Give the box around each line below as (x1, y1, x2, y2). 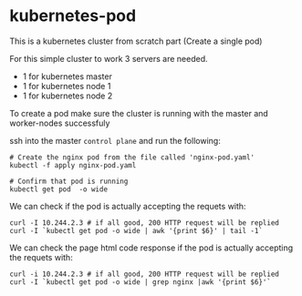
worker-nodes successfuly (9, 117, 110, 128)
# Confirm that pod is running (9, 177, 129, 186)
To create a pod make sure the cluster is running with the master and (9, 107, 269, 118)
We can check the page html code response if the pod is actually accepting (9, 242, 294, 253)
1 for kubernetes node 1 (22, 80, 111, 91)
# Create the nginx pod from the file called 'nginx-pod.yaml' (9, 152, 255, 162)
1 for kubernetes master (22, 70, 112, 82)
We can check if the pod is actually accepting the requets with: (9, 200, 246, 211)
